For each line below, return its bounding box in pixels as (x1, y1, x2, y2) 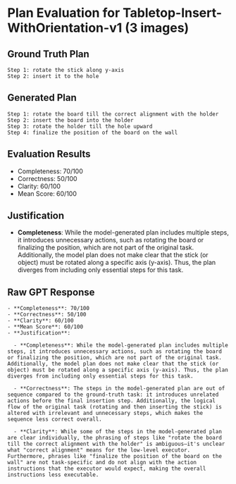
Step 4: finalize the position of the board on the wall (7, 129, 178, 136)
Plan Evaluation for (7, 5, 120, 21)
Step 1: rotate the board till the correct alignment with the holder (7, 111, 219, 118)
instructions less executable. (7, 471, 99, 478)
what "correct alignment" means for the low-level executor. (7, 447, 191, 454)
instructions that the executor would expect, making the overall (7, 465, 206, 473)
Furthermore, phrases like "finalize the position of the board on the (7, 453, 222, 460)
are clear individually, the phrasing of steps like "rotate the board (7, 435, 222, 442)
